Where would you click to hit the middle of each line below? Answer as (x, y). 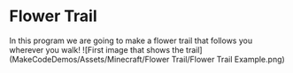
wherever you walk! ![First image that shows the (96, 49)
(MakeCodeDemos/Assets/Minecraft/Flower (89, 59)
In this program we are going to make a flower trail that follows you (131, 40)
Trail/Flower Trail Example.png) (228, 59)
